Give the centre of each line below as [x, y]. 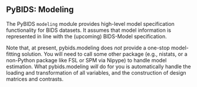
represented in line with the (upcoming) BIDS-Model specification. [86, 36]
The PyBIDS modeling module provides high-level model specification [91, 24]
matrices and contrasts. [35, 79]
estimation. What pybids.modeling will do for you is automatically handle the [98, 66]
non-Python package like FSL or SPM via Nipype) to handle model [86, 60]
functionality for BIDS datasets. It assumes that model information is [89, 30]
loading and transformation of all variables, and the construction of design [96, 72]
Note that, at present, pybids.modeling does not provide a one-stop [88, 48]
